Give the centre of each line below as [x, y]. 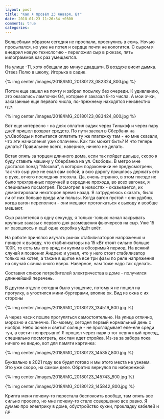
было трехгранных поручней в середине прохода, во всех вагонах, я [78, 182]
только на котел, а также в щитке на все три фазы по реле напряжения [80, 258]
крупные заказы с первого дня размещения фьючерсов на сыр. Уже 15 [80, 223]
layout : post [18, 10]
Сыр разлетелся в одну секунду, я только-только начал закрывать [75, 218]
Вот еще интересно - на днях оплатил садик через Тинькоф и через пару [82, 126]
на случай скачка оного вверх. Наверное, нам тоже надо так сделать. [79, 264]
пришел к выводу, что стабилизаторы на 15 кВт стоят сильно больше [77, 243]
